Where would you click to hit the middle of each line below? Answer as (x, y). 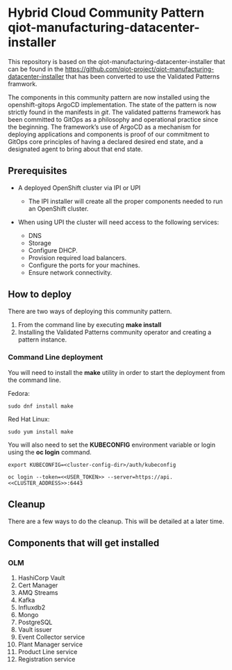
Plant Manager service (50, 644)
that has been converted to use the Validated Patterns (143, 76)
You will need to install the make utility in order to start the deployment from (116, 372)
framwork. (23, 83)
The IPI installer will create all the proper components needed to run (125, 201)
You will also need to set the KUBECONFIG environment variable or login (112, 445)
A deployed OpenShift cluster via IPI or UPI (79, 188)
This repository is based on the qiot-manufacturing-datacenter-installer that (116, 61)
